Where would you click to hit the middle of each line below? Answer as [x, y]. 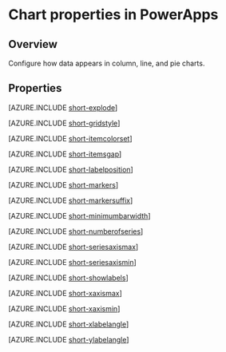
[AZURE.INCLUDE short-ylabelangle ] [69, 339]
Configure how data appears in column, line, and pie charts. [107, 63]
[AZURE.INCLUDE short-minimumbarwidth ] [79, 216]
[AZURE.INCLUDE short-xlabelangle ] [69, 324]
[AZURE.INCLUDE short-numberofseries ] [76, 231]
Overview [33, 44]
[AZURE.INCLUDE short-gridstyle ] [64, 123]
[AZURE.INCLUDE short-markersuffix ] [71, 200]
